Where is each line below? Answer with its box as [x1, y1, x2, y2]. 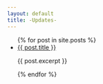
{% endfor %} [17, 70, 57, 78]
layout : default [7, 10, 54, 17]
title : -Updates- [7, 17, 57, 24]
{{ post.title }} [17, 43, 57, 51]
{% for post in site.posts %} [17, 35, 97, 44]
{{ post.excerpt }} [17, 56, 68, 65]
